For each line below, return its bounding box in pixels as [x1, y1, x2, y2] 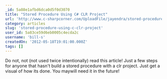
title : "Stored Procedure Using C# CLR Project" [5, 12, 108, 17]
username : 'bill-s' [5, 35, 46, 40]
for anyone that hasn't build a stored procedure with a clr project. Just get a [5, 63, 160, 69]
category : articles [5, 21, 46, 26]
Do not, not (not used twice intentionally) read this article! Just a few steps [5, 57, 158, 63]
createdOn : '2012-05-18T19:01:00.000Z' [5, 39, 88, 44]
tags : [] [5, 44, 23, 49]
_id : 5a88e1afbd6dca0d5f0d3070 [5, 7, 70, 12]
